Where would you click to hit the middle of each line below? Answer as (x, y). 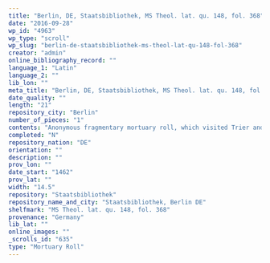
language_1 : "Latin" (43, 68)
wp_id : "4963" (32, 30)
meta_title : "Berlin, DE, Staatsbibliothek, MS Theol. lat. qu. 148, (127, 90)
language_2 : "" (34, 75)
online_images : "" (39, 232)
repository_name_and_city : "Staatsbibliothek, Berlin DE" (107, 202)
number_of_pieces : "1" (46, 120)
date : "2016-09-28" (41, 23)
